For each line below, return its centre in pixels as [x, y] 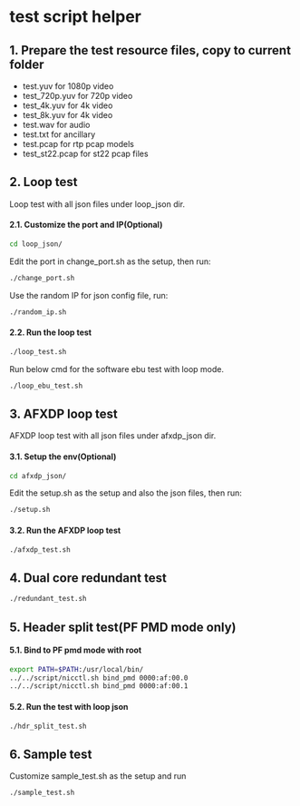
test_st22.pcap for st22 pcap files [85, 153]
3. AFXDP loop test [63, 413]
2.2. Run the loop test [51, 332]
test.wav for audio [56, 125]
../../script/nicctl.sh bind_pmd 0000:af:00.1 [99, 686]
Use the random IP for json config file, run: [89, 295]
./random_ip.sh [38, 312]
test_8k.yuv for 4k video [68, 115]
